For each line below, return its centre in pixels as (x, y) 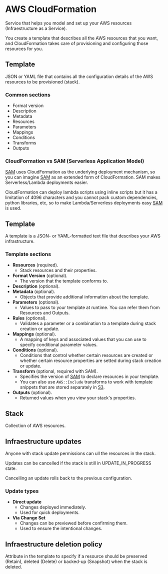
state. (11, 468)
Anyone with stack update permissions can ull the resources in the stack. (80, 453)
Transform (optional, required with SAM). (55, 371)
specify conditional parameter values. (59, 345)
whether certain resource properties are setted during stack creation (90, 360)
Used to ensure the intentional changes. (61, 528)
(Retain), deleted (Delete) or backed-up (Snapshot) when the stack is (76, 561)
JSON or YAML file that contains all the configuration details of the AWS (79, 76)
